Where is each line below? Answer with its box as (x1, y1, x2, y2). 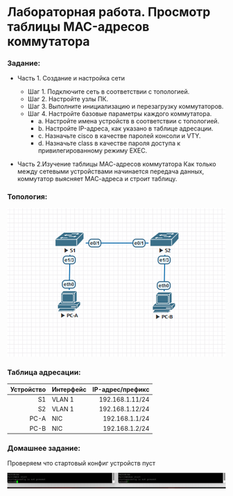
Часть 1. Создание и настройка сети (17, 74, 126, 83)
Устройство (10, 385, 46, 393)
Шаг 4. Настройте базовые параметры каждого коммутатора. (27, 110, 212, 118)
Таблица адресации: (7, 367, 81, 377)
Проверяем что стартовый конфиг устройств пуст (7, 459, 156, 468)
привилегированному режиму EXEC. (37, 146, 148, 155)
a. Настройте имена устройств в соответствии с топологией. (37, 117, 220, 126)
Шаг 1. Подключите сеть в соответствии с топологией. (27, 87, 190, 96)
